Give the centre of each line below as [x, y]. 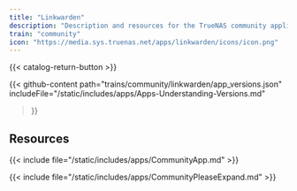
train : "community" [45, 34]
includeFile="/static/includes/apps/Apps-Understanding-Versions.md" [137, 94]
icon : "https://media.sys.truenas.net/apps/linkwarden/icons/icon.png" [144, 42]
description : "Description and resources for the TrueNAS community [138, 26]
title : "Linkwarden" [47, 17]
